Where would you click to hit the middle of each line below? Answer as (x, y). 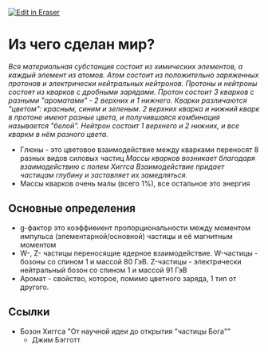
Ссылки (29, 312)
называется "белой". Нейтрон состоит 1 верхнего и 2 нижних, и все (124, 125)
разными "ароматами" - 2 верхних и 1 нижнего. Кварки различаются (128, 100)
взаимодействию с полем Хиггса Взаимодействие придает (122, 166)
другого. (34, 287)
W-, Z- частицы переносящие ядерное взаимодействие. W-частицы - (139, 253)
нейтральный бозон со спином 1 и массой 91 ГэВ (103, 270)
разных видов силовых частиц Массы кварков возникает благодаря (137, 158)
